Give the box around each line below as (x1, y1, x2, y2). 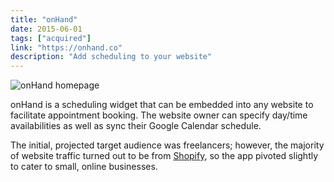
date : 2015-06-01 (10, 24, 83, 34)
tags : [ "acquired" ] (10, 33, 92, 43)
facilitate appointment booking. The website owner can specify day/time (10, 109, 308, 121)
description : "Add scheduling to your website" (10, 52, 213, 62)
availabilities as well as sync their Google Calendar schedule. (10, 120, 262, 132)
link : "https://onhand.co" (10, 42, 123, 53)
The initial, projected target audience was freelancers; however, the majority (10, 139, 325, 151)
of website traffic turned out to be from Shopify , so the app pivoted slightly (10, 150, 319, 162)
